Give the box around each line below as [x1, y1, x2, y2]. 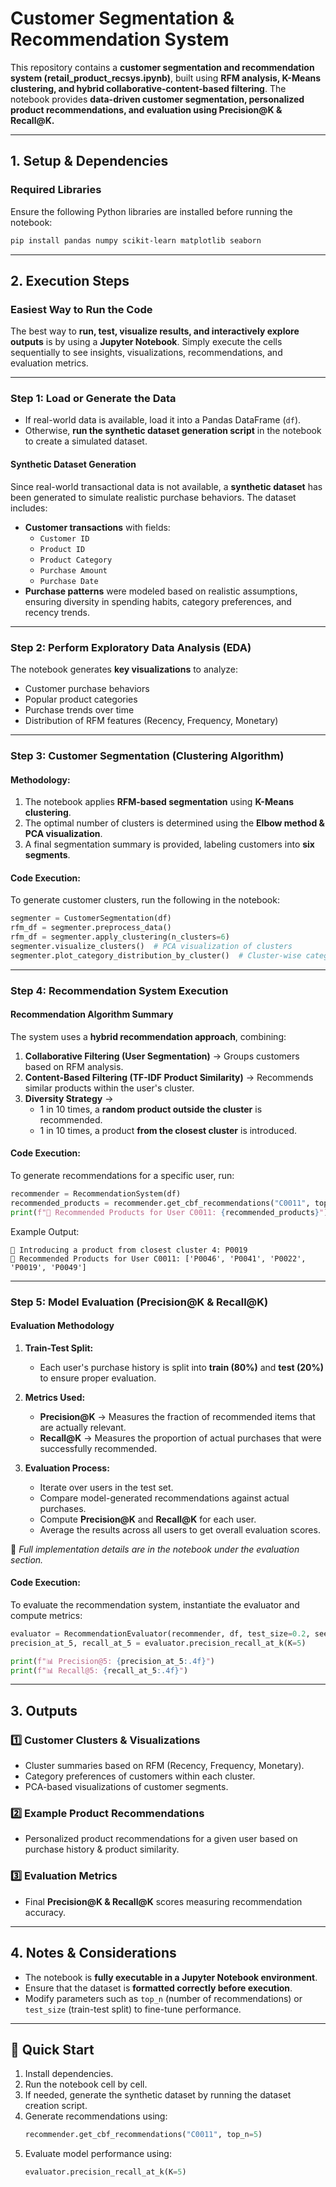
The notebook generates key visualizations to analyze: [10, 663, 238, 675]
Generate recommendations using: [24, 2110, 168, 2122]
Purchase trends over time [24, 703, 135, 716]
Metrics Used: [24, 1391, 86, 1403]
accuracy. [24, 1906, 67, 1918]
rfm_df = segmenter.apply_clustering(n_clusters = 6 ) [10, 932, 230, 942]
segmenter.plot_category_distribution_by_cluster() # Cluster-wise [10, 950, 302, 961]
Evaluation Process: [24, 1462, 110, 1474]
